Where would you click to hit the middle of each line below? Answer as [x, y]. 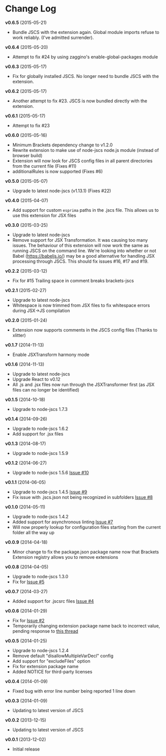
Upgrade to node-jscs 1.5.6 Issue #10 [50, 472]
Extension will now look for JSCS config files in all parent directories [83, 161]
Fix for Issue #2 [28, 620]
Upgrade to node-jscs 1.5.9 [40, 453]
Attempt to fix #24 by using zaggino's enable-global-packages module [85, 57]
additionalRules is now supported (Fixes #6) [58, 171]
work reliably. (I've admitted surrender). [53, 37]
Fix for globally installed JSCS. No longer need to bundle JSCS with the [85, 76]
